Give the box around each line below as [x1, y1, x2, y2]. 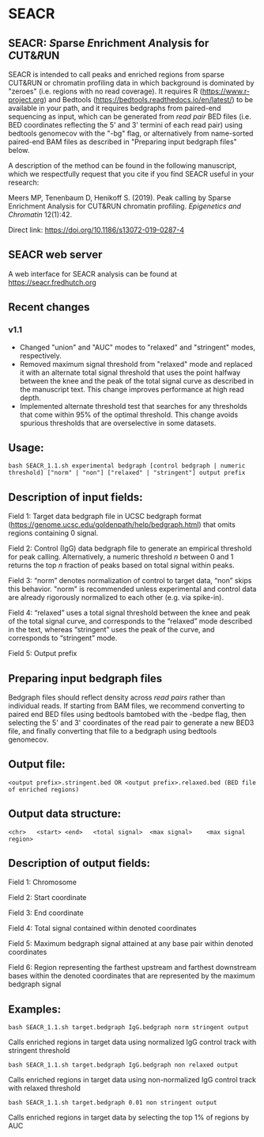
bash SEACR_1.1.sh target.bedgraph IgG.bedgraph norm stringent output [8, 1024, 249, 1032]
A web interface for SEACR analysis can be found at [8, 269, 178, 278]
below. [8, 146, 30, 155]
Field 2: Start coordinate [8, 893, 87, 902]
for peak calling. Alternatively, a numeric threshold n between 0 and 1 [8, 552, 234, 562]
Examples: [8, 1002, 62, 1016]
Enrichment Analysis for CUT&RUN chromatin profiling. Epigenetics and [8, 201, 242, 211]
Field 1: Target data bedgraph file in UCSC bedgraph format [8, 512, 202, 521]
